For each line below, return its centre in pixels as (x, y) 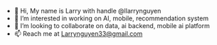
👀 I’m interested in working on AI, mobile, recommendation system (111, 18)
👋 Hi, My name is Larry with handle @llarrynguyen (88, 11)
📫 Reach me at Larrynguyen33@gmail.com (78, 34)
